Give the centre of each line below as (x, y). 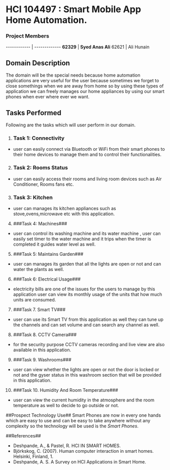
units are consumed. (35, 300)
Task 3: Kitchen (33, 197)
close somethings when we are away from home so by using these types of (85, 86)
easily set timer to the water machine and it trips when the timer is (82, 239)
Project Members (28, 36)
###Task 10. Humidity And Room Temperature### (65, 390)
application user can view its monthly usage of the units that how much (88, 294)
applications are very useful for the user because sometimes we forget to (82, 81)
